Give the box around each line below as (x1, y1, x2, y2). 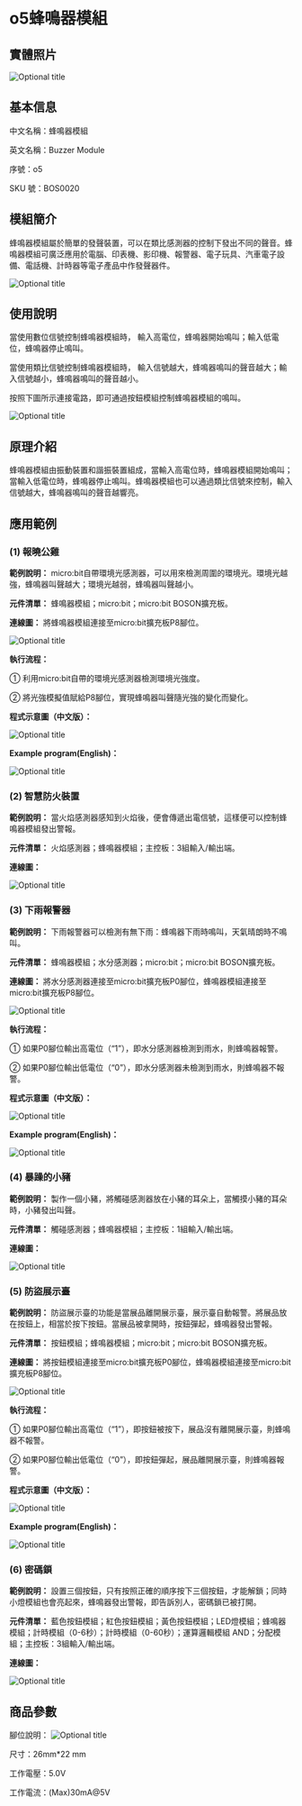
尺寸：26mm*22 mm (9, 1749, 87, 1760)
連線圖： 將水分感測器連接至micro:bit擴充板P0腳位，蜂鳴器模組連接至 (9, 975, 267, 987)
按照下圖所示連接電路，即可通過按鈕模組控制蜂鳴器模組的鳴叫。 (9, 393, 245, 404)
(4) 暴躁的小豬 (9, 1171, 72, 1183)
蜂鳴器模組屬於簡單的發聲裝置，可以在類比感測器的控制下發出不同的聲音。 (9, 237, 285, 248)
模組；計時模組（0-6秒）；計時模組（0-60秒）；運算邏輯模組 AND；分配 (9, 1628, 273, 1638)
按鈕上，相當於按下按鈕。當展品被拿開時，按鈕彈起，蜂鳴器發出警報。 (16, 1318, 277, 1329)
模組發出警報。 (24, 824, 81, 835)
